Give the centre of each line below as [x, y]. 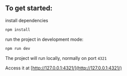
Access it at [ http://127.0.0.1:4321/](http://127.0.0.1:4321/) [63, 68]
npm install [18, 30]
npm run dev [18, 48]
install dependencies [27, 20]
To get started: [29, 8]
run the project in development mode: [44, 39]
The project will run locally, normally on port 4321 [56, 58]
